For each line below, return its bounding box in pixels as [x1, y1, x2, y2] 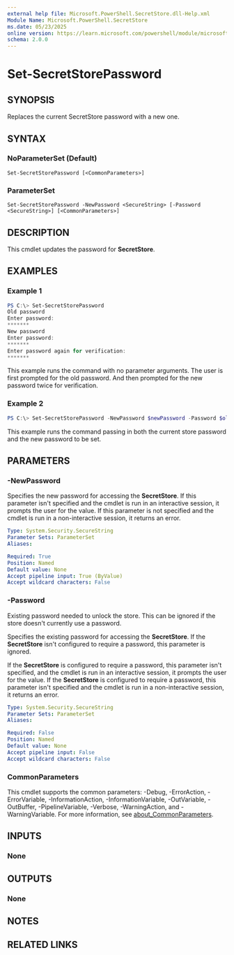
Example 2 [7, 399, 44, 408]
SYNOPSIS [7, 94, 55, 105]
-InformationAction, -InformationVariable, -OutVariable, [48, 795, 207, 804]
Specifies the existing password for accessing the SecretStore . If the [7, 632, 205, 641]
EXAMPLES [7, 265, 58, 277]
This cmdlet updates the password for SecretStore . [7, 245, 155, 253]
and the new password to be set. [7, 434, 102, 443]
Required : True [7, 553, 52, 560]
